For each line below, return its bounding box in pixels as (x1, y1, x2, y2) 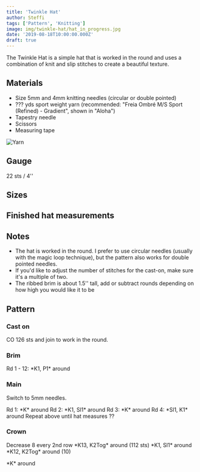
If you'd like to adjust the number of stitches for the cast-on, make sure (15, 267, 193, 274)
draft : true (6, 37, 36, 43)
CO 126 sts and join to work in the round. (6, 336, 108, 343)
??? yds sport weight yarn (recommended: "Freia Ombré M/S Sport (15, 100, 183, 108)
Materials (6, 78, 43, 88)
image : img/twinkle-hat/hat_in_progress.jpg (6, 26, 121, 32)
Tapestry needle (15, 113, 57, 121)
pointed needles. (15, 260, 58, 268)
